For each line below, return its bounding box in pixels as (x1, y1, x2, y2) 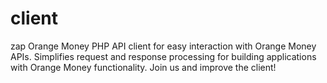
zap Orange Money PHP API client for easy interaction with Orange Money (10, 40, 317, 52)
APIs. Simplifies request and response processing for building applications (10, 50, 317, 62)
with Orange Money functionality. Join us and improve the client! (10, 61, 277, 73)
